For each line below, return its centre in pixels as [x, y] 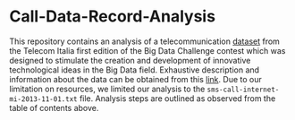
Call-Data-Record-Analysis [113, 17]
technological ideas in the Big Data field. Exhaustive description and [135, 70]
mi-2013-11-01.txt [43, 99]
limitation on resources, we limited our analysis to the [107, 89]
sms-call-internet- [243, 90]
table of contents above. [54, 107]
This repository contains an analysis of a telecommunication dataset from [144, 41]
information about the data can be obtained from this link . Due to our [135, 79]
